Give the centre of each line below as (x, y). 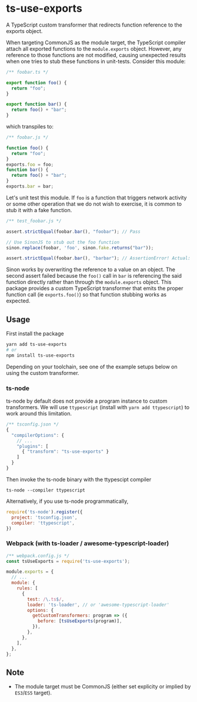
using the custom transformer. (43, 373)
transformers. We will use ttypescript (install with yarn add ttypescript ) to (98, 407)
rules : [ (27, 588)
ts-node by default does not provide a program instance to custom (87, 401)
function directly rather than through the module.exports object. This (89, 282)
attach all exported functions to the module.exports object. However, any (94, 48)
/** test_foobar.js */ (34, 221)
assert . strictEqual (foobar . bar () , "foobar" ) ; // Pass (74, 232)
